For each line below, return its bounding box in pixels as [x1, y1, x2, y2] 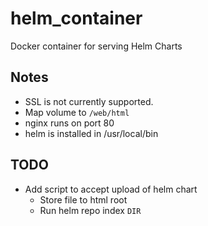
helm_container [10, 7, 143, 30]
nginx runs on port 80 [24, 117, 115, 129]
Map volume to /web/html [24, 106, 130, 118]
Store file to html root [39, 193, 128, 206]
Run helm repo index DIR [39, 204, 142, 216]
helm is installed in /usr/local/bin [24, 127, 159, 139]
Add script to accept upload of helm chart [24, 183, 198, 195]
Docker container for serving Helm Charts [10, 40, 183, 52]
